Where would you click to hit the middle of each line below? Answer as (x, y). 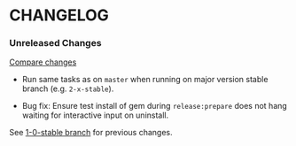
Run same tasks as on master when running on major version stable (145, 80)
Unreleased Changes (55, 43)
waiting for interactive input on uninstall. (95, 115)
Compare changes (43, 62)
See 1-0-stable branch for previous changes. (91, 133)
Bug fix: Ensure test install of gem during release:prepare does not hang (155, 106)
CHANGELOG (59, 15)
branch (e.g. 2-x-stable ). (68, 88)
